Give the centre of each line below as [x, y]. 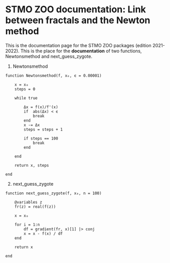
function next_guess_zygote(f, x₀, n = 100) [54, 193]
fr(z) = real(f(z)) [35, 207]
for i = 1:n [27, 225]
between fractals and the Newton [78, 20]
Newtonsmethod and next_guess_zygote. [49, 56]
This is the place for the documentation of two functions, [81, 51]
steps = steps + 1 [43, 129]
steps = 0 [25, 89]
